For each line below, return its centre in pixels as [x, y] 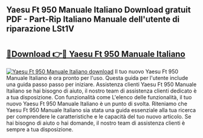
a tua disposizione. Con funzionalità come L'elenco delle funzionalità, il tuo [99, 97]
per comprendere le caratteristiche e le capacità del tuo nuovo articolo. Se [99, 117]
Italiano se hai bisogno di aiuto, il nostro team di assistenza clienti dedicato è [101, 91]
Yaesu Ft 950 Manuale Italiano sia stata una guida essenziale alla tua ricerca [101, 110]
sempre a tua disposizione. [40, 129]
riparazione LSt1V [40, 29]
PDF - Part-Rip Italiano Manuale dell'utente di [93, 20]
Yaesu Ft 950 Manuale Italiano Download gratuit [99, 10]
